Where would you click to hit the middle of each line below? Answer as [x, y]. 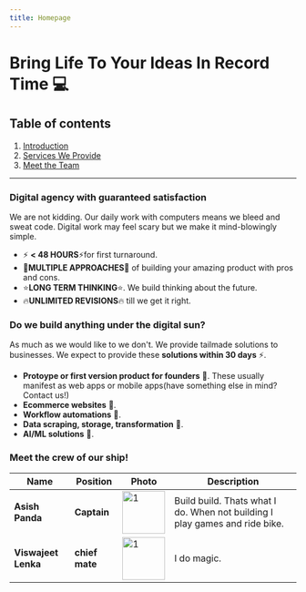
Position [94, 481]
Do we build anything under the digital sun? [108, 324]
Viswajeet [36, 553]
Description [233, 481]
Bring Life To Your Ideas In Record [140, 62]
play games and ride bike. [229, 524]
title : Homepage [40, 18]
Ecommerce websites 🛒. [69, 405]
